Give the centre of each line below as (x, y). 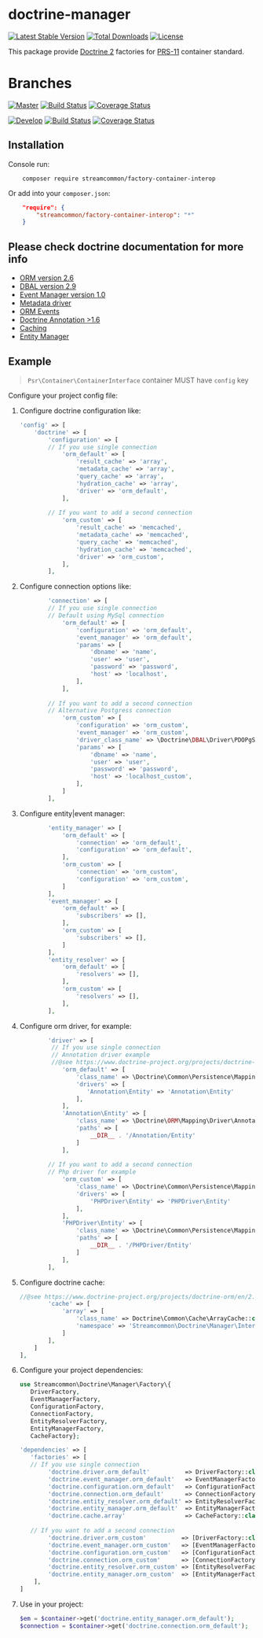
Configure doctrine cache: (62, 1282)
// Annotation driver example (101, 1055)
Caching (33, 328)
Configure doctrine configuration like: (80, 410)
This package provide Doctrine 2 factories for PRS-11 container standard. (126, 51)
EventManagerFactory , (66, 1400)
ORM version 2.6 (47, 278)
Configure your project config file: (63, 395)
